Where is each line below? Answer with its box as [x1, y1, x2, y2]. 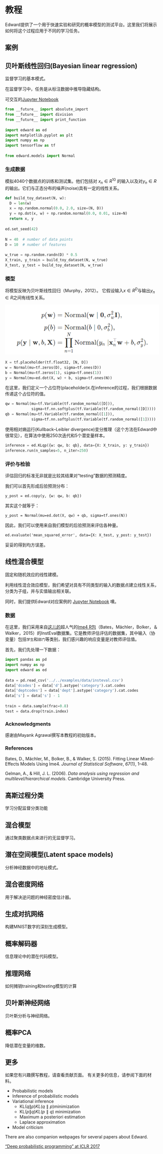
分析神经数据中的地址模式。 [5, 864, 61, 870]
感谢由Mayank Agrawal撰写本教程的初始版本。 [5, 732, 99, 738]
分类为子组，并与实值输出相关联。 [5, 588, 74, 594]
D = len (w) [9, 201, 32, 206]
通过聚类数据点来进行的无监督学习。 [5, 834, 78, 841]
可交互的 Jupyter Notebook [5, 97, 59, 102]
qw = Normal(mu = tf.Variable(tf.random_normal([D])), [5, 401, 115, 406]
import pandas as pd [5, 657, 47, 662]
